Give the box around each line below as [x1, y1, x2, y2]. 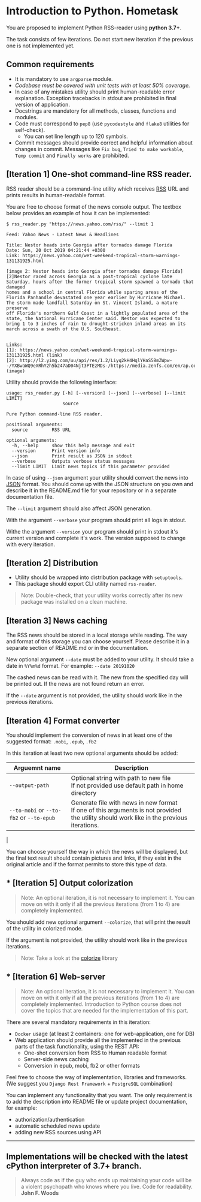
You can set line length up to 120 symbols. [23, 132, 129, 140]
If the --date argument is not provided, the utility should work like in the [6, 692, 182, 699]
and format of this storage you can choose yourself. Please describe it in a [6, 638, 190, 645]
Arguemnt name [13, 764, 61, 772]
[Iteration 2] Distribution [6, 558, 99, 568]
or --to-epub [20, 814, 56, 822]
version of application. [14, 101, 71, 108]
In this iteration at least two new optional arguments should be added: [6, 749, 178, 757]
